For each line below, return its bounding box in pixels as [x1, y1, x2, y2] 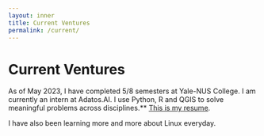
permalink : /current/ [8, 26, 80, 34]
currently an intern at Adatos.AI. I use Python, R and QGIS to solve [8, 95, 224, 104]
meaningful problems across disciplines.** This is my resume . [8, 104, 211, 113]
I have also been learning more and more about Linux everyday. [8, 119, 216, 128]
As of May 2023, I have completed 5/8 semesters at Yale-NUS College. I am [8, 86, 256, 96]
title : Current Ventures [8, 19, 90, 27]
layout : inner [8, 11, 55, 20]
